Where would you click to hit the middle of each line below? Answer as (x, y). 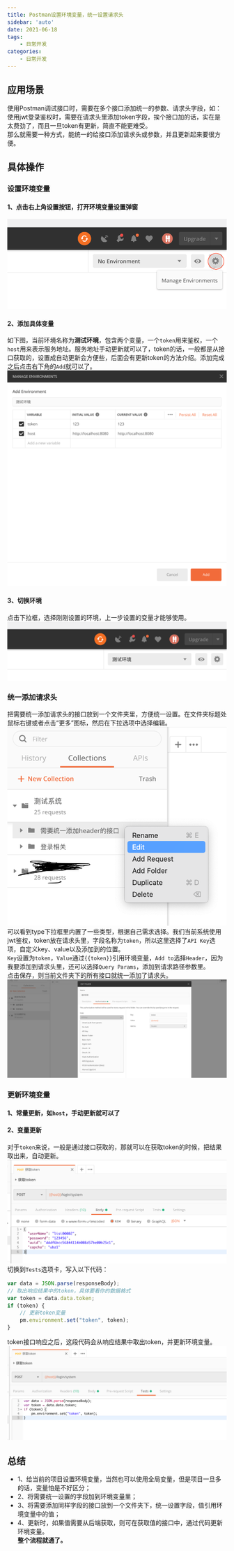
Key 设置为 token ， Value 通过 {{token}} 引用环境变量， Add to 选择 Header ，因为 (115, 958)
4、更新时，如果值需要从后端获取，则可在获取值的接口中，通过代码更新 (120, 1523)
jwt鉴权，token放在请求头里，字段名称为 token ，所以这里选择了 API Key (108, 940)
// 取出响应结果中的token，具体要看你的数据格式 (69, 1291)
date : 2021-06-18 (32, 29)
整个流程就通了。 (42, 1541)
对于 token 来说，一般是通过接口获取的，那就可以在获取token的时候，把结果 (115, 1147)
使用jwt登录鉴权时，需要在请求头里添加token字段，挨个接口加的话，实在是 (114, 117)
